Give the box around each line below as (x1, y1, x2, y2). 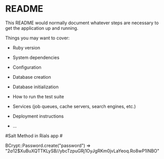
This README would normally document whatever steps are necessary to (5, 20, 159, 26)
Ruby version (12, 44, 40, 50)
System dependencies (12, 54, 60, 61)
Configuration (12, 64, 42, 70)
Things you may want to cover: (5, 35, 70, 41)
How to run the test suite (12, 93, 64, 99)
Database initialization (12, 84, 59, 90)
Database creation (12, 74, 52, 80)
